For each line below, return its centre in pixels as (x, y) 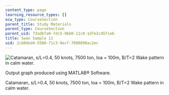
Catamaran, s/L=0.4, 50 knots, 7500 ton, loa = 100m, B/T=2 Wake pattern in (84, 82)
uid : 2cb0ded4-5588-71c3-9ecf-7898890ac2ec (52, 43)
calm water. (17, 88)
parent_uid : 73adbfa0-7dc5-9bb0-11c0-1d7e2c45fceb (60, 34)
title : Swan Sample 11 (29, 39)
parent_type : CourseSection (35, 29)
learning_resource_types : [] (36, 15)
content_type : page (26, 10)
